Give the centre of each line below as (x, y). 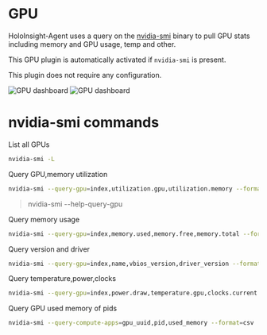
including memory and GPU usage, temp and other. (92, 44)
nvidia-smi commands (84, 123)
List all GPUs (29, 144)
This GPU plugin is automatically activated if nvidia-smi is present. (117, 60)
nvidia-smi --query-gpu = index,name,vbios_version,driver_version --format (135, 264)
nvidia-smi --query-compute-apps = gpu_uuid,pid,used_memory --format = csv (131, 323)
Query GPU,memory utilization (58, 174)
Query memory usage (44, 219)
